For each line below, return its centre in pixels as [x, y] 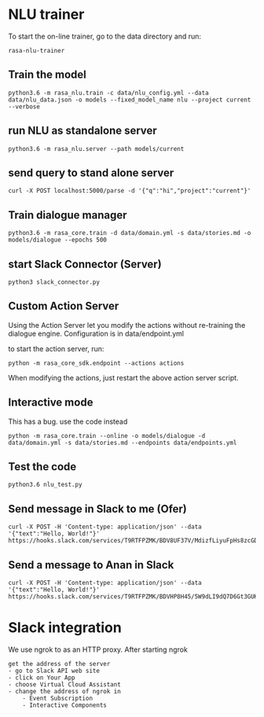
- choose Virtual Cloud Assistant [65, 685]
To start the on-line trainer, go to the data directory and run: [105, 36]
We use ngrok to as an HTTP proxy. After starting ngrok [98, 649]
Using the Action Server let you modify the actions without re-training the [127, 325]
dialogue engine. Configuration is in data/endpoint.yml [96, 333]
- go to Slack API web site [54, 671]
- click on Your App [42, 678]
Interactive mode [51, 403]
